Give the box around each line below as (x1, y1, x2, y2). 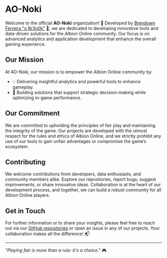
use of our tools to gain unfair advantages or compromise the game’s (5, 138, 147, 144)
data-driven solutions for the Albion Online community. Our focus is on (5, 30, 150, 36)
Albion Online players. (5, 192, 50, 198)
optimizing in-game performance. (12, 95, 82, 101)
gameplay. (12, 84, 34, 90)
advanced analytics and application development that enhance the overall (5, 36, 157, 42)
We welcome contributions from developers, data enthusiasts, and (5, 171, 141, 177)
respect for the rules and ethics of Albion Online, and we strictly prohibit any (5, 133, 162, 139)
